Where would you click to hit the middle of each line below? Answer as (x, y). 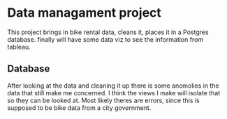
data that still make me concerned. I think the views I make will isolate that (114, 93)
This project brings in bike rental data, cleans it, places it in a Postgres (108, 32)
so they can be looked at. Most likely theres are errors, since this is (104, 100)
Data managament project (85, 13)
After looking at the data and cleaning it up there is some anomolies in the (113, 86)
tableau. (19, 47)
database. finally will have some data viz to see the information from (105, 39)
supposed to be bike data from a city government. (79, 108)
